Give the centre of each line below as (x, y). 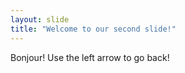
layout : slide (40, 19)
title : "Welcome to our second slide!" (93, 29)
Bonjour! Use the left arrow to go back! (90, 57)
